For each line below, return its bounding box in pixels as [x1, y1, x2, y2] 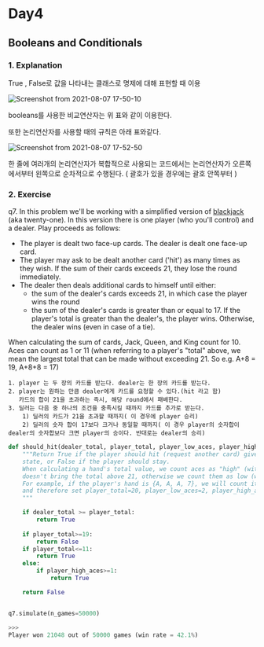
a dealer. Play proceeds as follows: [8, 223, 121, 233]
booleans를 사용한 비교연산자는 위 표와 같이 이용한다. [8, 110, 172, 119]
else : [22, 560, 41, 568]
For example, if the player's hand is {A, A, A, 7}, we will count [22, 480, 247, 487]
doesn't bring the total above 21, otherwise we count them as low [22, 472, 247, 480]
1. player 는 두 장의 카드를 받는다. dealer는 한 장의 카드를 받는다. [8, 379, 211, 388]
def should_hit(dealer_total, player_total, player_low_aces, [8, 443, 216, 451]
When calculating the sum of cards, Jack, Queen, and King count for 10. [8, 337, 241, 347]
